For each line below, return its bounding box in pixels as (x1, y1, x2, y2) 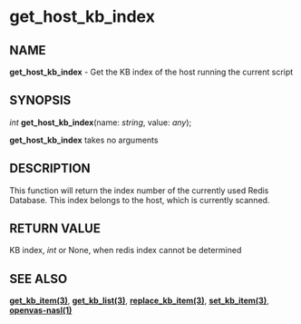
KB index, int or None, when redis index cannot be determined (9, 245, 242, 256)
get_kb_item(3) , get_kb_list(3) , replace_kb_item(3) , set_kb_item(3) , (9, 295, 269, 306)
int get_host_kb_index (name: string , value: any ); (9, 116, 192, 128)
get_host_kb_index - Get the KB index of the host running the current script (9, 66, 294, 77)
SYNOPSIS (9, 93, 72, 108)
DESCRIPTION (9, 161, 91, 176)
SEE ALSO (9, 270, 68, 287)
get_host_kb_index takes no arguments (9, 134, 159, 145)
